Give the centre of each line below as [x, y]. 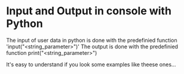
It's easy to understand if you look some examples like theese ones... [91, 64]
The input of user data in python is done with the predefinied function [92, 40]
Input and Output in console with [89, 11]
